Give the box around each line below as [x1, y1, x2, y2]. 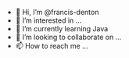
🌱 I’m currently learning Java [15, 24, 109, 33]
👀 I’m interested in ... [15, 16, 82, 25]
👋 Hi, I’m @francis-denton [15, 8, 99, 16]
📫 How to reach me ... [15, 42, 88, 50]
